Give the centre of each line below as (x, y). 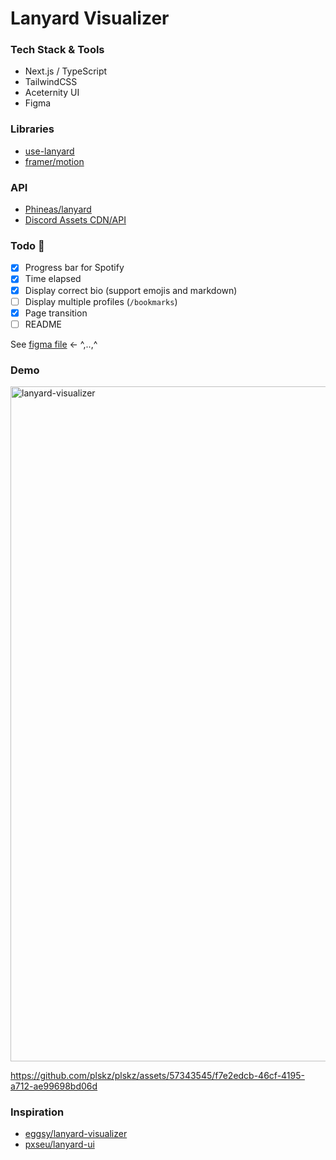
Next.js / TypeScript (66, 71)
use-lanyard (49, 151)
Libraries (32, 129)
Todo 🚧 (27, 245)
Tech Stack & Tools (57, 50)
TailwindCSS (51, 82)
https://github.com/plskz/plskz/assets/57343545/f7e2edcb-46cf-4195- (157, 1076)
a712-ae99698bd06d (54, 1086)
